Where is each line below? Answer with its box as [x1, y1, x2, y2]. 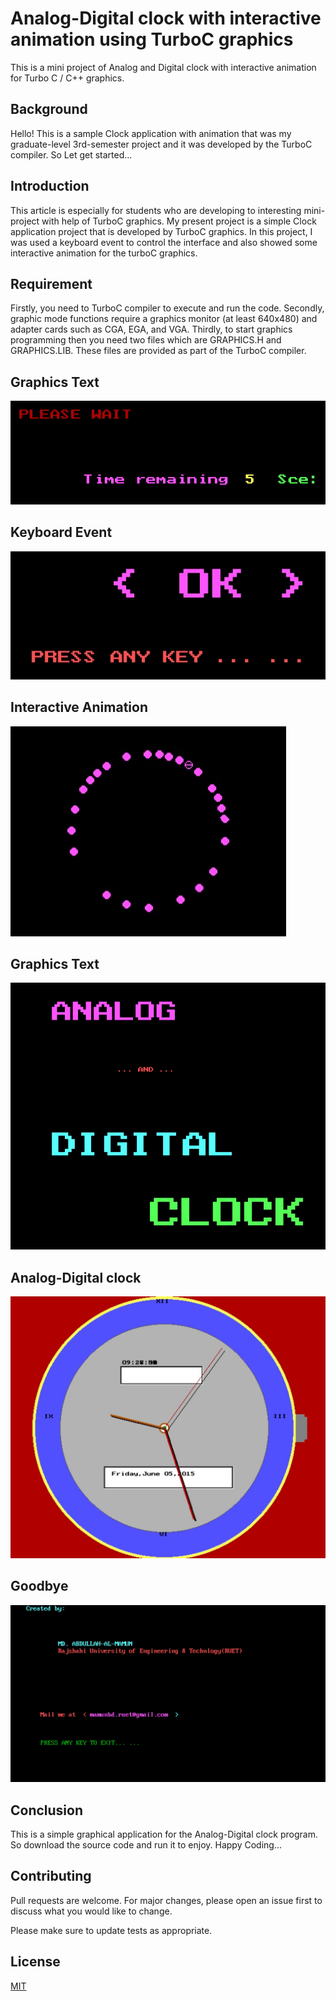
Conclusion [10, 1802, 84, 1819]
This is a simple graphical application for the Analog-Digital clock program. [10, 1828, 318, 1841]
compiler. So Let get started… [10, 148, 133, 161]
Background [10, 101, 88, 118]
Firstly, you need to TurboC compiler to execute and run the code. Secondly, [10, 302, 325, 314]
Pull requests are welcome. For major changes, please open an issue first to [10, 1894, 323, 1906]
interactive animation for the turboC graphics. [10, 247, 198, 259]
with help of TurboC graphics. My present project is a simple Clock [41, 215, 317, 227]
